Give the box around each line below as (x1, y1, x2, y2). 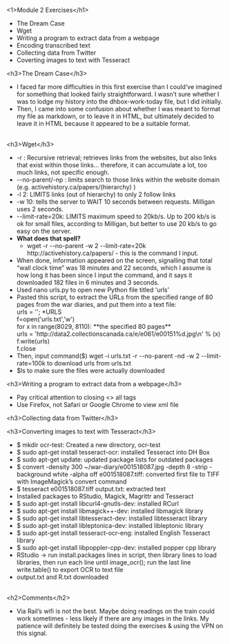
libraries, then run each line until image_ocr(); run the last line (16, 558, 191, 566)
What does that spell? (16, 234, 81, 243)
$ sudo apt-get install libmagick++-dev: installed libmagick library (16, 507, 204, 515)
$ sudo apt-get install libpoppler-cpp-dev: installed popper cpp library (16, 544, 217, 551)
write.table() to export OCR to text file (16, 566, 124, 574)
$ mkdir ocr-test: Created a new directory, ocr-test (16, 441, 161, 448)
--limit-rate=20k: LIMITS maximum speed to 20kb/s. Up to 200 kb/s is (16, 212, 216, 220)
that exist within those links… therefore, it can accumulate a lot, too (16, 161, 208, 169)
